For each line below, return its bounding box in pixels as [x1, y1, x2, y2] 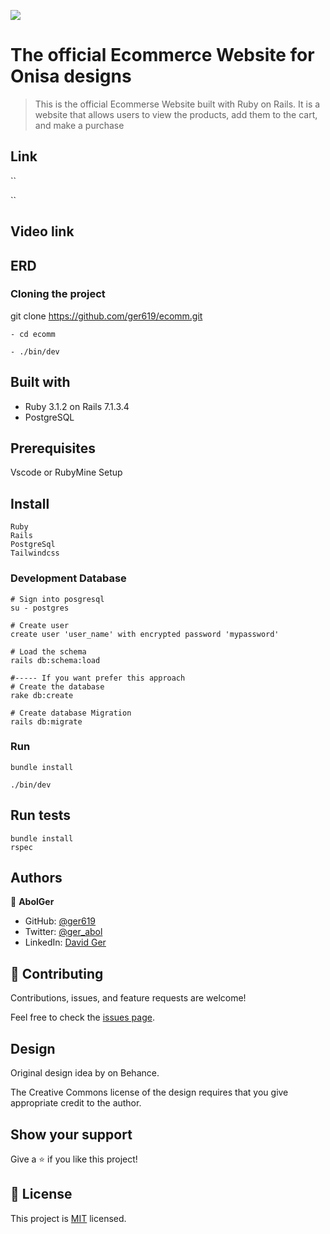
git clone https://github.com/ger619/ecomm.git [10, 310, 203, 322]
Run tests [10, 807, 71, 824]
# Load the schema [10, 646, 87, 657]
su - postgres [10, 603, 70, 613]
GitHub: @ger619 [24, 915, 97, 927]
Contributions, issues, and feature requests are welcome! [10, 992, 247, 1004]
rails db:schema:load [10, 655, 101, 665]
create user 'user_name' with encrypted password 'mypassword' [10, 629, 280, 639]
